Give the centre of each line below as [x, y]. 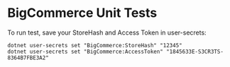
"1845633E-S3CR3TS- [195, 51]
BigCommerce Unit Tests [82, 13]
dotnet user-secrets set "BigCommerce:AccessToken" [85, 51]
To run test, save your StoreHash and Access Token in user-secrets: [107, 32]
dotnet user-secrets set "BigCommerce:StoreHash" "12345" [95, 45]
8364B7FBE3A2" [28, 58]
